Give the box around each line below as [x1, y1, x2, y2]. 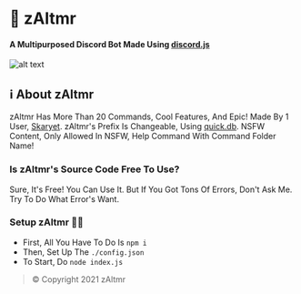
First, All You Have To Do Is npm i [22, 237, 147, 248]
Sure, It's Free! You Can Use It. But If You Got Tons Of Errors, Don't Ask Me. [9, 184, 293, 195]
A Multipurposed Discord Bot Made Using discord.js [9, 38, 211, 49]
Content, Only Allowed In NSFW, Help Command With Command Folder [9, 131, 276, 142]
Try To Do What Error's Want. [9, 193, 120, 204]
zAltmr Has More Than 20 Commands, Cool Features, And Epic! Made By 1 [9, 111, 289, 122]
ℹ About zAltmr [9, 86, 95, 102]
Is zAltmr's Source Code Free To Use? [9, 163, 180, 176]
